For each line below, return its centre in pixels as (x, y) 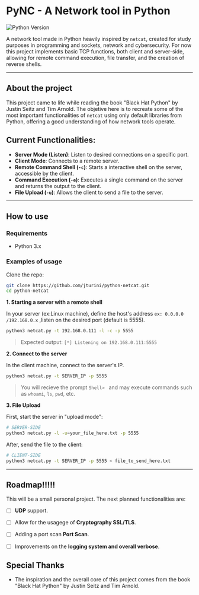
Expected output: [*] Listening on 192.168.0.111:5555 (89, 342)
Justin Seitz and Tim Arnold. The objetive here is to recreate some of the (95, 109)
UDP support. (31, 511)
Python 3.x (28, 246)
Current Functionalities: (51, 140)
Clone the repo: (25, 275)
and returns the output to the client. (58, 186)
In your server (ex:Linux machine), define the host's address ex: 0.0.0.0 (95, 314)
